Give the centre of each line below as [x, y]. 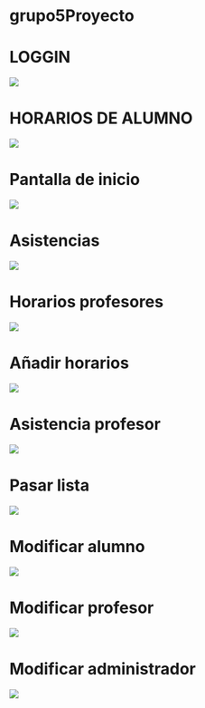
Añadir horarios [69, 363]
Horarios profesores [87, 302]
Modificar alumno [77, 546]
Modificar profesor [82, 607]
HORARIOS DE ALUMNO [101, 118]
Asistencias [55, 241]
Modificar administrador [102, 669]
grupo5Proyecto [72, 16]
